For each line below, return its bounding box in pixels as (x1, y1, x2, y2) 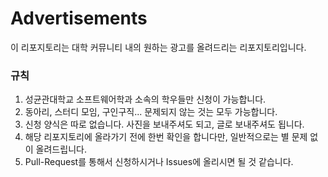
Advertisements (10, 7, 148, 30)
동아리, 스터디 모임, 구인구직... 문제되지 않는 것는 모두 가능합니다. (24, 106, 278, 118)
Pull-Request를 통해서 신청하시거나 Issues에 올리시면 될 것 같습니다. (24, 156, 294, 168)
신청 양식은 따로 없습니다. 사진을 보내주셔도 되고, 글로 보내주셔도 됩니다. (24, 118, 305, 131)
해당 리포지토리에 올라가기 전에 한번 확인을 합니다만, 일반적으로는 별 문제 (24, 131, 308, 143)
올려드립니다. (35, 143, 87, 156)
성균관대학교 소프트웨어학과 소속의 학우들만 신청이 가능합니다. (24, 93, 267, 106)
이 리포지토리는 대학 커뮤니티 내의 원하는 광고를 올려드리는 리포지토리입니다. (10, 41, 307, 53)
